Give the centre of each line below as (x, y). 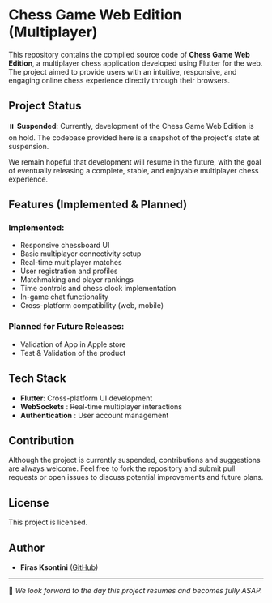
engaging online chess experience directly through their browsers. (119, 80)
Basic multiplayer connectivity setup (81, 254)
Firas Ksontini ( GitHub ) (59, 567)
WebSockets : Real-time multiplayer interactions (101, 406)
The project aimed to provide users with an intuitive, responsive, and (123, 71)
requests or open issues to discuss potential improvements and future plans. (136, 477)
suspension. (29, 146)
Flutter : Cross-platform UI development (86, 398)
